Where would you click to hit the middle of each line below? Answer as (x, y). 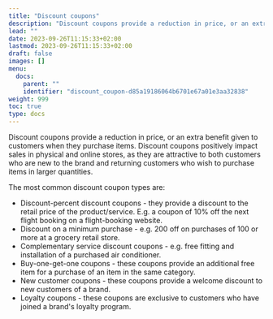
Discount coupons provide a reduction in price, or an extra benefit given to (133, 137)
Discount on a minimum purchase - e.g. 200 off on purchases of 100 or (139, 229)
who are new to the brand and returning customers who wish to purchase (131, 163)
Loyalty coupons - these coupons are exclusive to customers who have (140, 298)
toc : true (25, 106)
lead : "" (23, 31)
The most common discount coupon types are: (87, 187)
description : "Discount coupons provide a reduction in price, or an (129, 24)
